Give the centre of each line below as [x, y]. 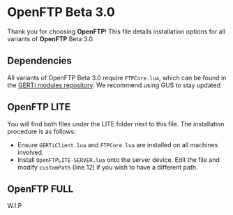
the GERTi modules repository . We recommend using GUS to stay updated [114, 85]
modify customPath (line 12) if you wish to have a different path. [107, 167]
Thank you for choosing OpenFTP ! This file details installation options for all [116, 31]
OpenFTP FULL [40, 189]
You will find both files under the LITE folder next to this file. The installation [116, 124]
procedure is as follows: [42, 131]
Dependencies [39, 61]
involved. [30, 152]
